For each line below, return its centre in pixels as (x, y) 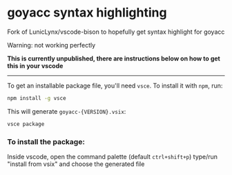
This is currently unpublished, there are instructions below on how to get (114, 58)
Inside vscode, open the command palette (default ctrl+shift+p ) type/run (113, 156)
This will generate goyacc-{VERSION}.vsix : (67, 111)
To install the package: (46, 141)
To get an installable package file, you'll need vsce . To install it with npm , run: (115, 85)
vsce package (26, 124)
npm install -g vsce (37, 98)
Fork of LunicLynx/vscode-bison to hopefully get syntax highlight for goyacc (116, 32)
